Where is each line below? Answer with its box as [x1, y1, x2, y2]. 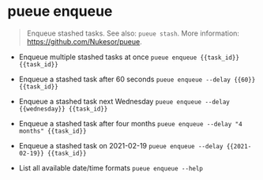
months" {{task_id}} [18, 127, 87, 135]
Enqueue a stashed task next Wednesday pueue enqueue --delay [18, 96, 231, 106]
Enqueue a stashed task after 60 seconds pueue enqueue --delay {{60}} [18, 74, 256, 84]
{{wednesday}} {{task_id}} [18, 105, 108, 113]
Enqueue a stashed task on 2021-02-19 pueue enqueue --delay [18, 141, 224, 150]
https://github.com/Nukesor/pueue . [26, 36, 143, 46]
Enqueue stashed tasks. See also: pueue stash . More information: [26, 28, 240, 38]
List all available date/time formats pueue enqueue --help [18, 163, 203, 172]
